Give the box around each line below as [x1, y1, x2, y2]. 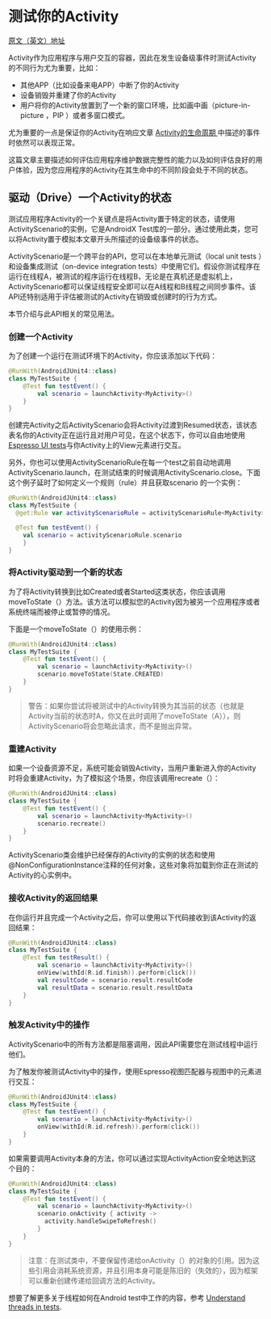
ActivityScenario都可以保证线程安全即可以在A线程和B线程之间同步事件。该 [8, 281, 256, 291]
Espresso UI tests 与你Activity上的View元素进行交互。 [8, 440, 186, 450]
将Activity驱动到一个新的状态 [8, 567, 123, 578]
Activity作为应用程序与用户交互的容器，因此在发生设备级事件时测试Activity [8, 53, 256, 62]
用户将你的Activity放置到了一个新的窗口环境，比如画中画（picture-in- [19, 100, 251, 110]
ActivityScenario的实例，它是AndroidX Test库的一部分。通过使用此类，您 [8, 224, 252, 234]
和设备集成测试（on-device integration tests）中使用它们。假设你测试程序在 [8, 261, 261, 271]
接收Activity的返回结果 [8, 892, 98, 904]
